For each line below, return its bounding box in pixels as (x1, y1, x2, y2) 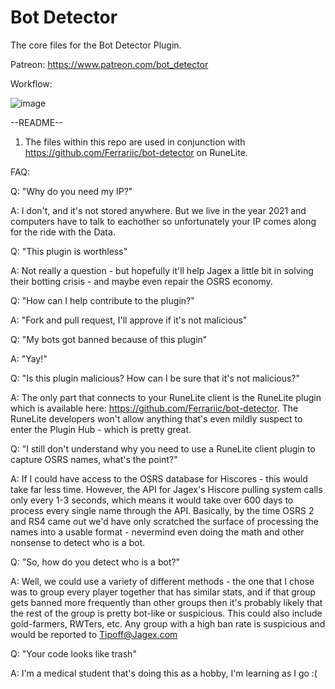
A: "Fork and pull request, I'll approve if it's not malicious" (10, 314, 248, 326)
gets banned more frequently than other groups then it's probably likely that (10, 596, 323, 608)
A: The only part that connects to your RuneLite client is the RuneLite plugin (10, 391, 322, 403)
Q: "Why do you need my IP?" (10, 185, 133, 197)
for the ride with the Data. (10, 226, 116, 238)
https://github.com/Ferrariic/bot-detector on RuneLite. (24, 146, 248, 158)
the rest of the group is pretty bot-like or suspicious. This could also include (10, 607, 323, 619)
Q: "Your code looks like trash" (10, 647, 137, 660)
